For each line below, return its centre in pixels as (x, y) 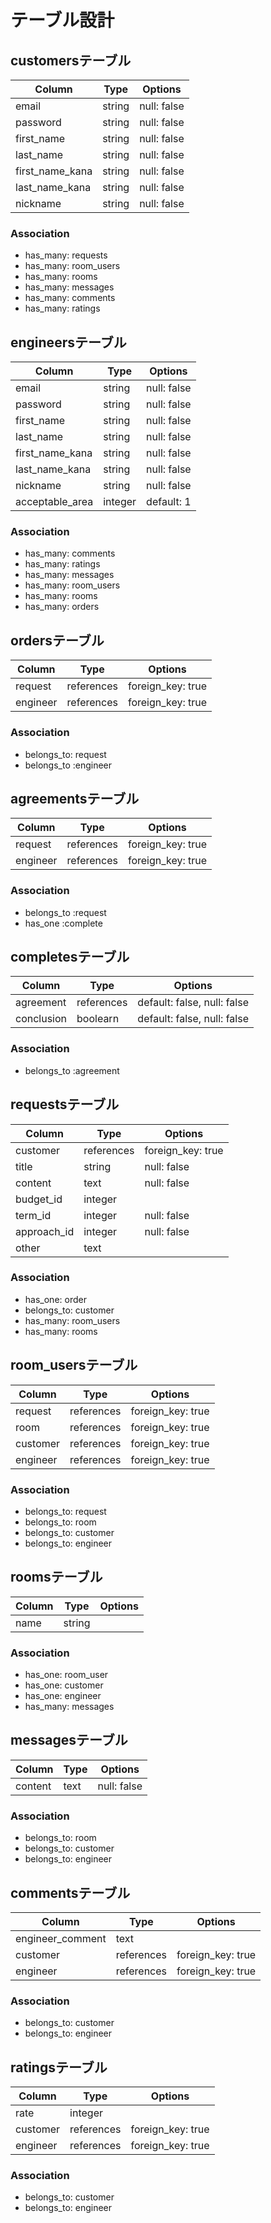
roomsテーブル (56, 1577)
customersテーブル (71, 60)
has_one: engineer (63, 1696)
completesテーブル (70, 957)
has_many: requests (66, 255)
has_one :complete (63, 923)
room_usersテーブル (74, 1365)
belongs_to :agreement (72, 1070)
